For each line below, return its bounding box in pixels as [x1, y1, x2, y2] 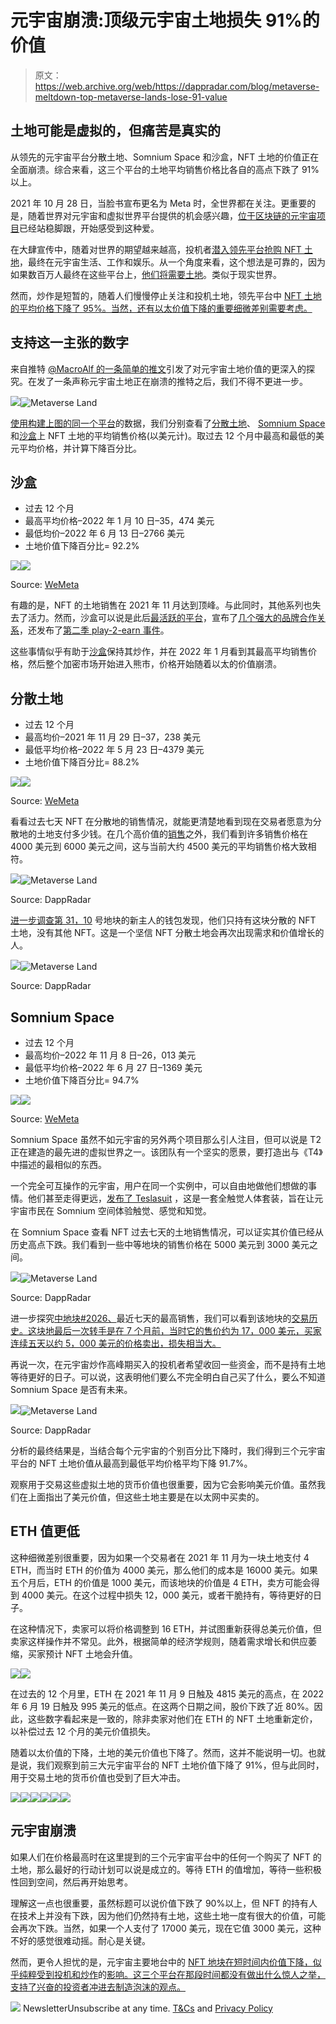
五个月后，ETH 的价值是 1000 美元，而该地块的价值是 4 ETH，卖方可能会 [10, 1576, 312, 1588]
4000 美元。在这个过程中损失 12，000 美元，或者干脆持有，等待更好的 [21, 1589, 314, 1601]
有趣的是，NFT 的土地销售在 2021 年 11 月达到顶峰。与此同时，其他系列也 [10, 599, 313, 611]
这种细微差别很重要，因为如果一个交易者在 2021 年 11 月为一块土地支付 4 [10, 1551, 310, 1563]
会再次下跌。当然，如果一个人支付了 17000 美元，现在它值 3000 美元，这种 [10, 1922, 322, 1934]
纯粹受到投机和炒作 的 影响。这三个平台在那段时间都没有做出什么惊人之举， [18, 1968, 326, 1980]
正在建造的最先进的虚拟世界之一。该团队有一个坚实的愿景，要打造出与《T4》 [10, 1146, 323, 1158]
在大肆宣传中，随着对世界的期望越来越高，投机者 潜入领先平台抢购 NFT [10, 243, 302, 255]
